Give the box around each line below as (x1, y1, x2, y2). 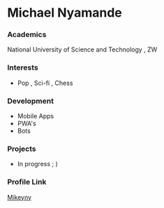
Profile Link (7, 177, 47, 187)
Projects (7, 144, 36, 154)
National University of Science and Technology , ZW (7, 45, 158, 54)
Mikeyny (7, 193, 32, 201)
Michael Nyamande (7, 5, 122, 21)
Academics (7, 30, 47, 40)
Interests (7, 63, 38, 72)
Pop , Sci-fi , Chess (17, 79, 73, 87)
